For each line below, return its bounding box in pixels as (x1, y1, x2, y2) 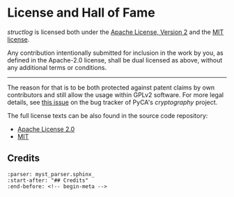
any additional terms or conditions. (7, 63, 107, 71)
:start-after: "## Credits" (7, 177, 89, 184)
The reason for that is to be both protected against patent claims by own (7, 83, 214, 92)
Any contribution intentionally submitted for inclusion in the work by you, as (7, 49, 224, 57)
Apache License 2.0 (17, 125, 75, 133)
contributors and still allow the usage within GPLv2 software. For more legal (7, 90, 224, 98)
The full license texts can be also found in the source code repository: (7, 111, 208, 119)
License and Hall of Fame (7, 5, 155, 21)
